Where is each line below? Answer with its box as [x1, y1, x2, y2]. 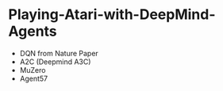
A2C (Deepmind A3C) [19, 57, 91, 66]
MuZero [19, 65, 46, 74]
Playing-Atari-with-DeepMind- [8, 6, 216, 24]
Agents [8, 22, 57, 40]
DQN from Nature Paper [19, 48, 99, 58]
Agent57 [19, 74, 48, 83]
